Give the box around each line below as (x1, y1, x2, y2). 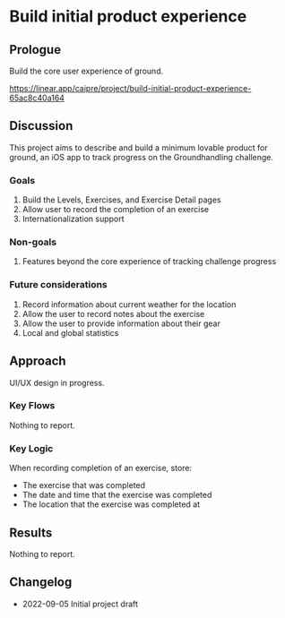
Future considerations (9, 279, 108, 291)
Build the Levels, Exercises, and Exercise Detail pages (22, 194, 221, 205)
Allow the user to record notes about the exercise (22, 308, 205, 319)
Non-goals (9, 236, 56, 248)
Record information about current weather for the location (22, 298, 237, 310)
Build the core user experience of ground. (9, 65, 164, 76)
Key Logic (9, 442, 54, 454)
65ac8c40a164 (9, 92, 65, 103)
